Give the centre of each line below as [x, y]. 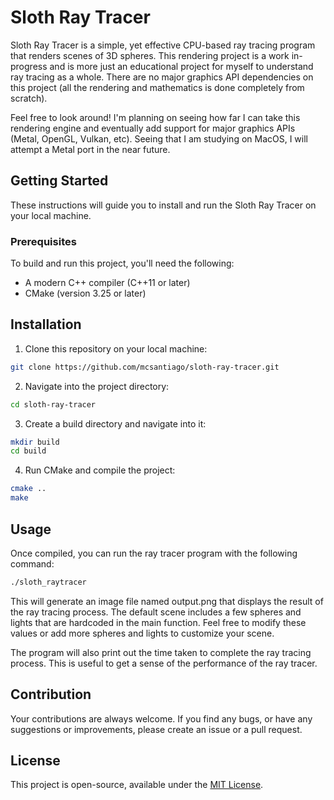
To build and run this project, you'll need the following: [122, 263]
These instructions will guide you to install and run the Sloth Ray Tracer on [163, 205]
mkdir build [35, 442]
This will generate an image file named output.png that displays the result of [167, 601]
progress [29, 66]
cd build [28, 451]
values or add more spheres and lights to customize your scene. [142, 633]
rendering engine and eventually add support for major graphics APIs [153, 128]
